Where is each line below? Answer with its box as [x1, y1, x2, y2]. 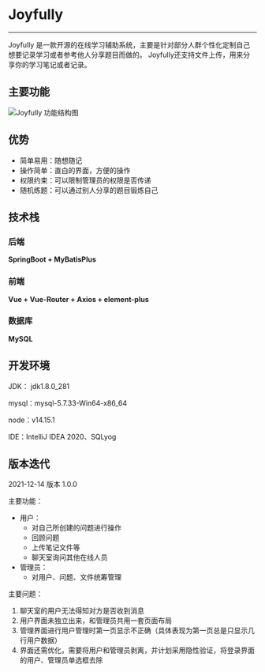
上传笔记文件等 [31, 543, 80, 553]
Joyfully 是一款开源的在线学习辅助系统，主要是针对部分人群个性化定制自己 [8, 40, 251, 49]
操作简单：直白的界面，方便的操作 [19, 165, 131, 175]
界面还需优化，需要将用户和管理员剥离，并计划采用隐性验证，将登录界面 [19, 646, 255, 655]
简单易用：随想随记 [19, 156, 83, 165]
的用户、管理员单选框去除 [19, 655, 103, 665]
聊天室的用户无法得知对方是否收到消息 [19, 606, 144, 616]
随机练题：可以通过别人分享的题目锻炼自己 [19, 185, 159, 194]
